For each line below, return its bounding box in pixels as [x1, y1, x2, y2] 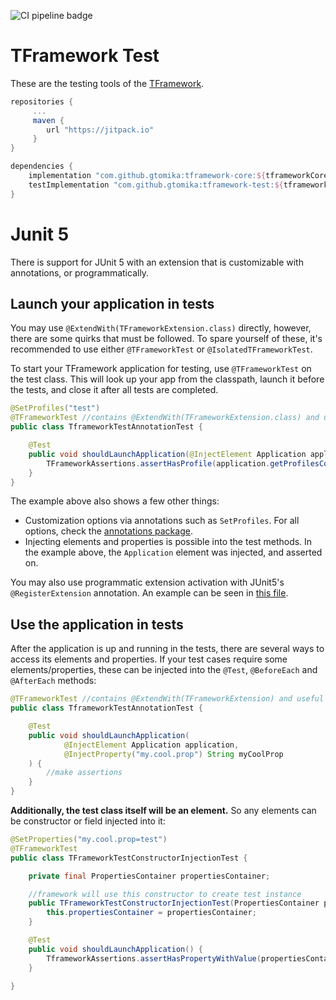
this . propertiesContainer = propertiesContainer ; [46, 908, 257, 918]
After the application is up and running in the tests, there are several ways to [10, 643, 325, 655]
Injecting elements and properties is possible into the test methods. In [24, 536, 313, 548]
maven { [32, 115, 65, 125]
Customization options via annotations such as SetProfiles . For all [24, 515, 300, 527]
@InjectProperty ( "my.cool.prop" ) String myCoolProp [63, 749, 284, 759]
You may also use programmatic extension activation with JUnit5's [10, 576, 285, 589]
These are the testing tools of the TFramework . [10, 77, 205, 89]
